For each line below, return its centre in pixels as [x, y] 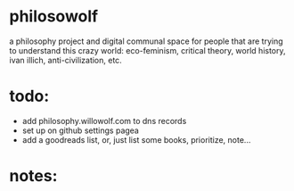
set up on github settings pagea [81, 130]
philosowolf [54, 17]
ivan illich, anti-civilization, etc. [65, 60]
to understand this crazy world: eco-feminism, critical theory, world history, [148, 50]
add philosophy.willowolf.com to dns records [104, 120]
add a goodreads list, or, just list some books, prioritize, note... [136, 139]
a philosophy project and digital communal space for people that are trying [146, 41]
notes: [33, 176]
